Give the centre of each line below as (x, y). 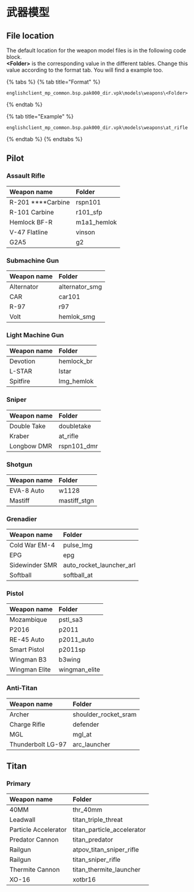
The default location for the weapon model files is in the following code (96, 50)
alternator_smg (80, 286)
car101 (69, 297)
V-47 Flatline (29, 232)
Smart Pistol (27, 650)
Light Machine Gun (35, 335)
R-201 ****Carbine (40, 202)
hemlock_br (76, 361)
